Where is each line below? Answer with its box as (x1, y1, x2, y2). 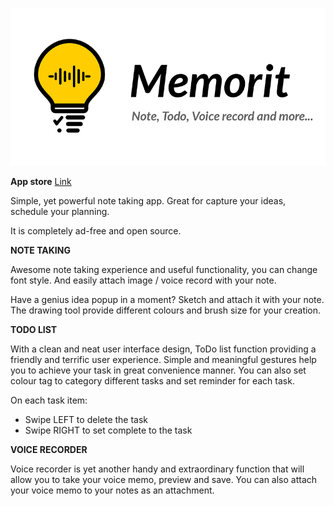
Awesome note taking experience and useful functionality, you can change (10, 264, 318, 275)
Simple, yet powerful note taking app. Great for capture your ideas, (10, 195, 287, 207)
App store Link (10, 176, 72, 187)
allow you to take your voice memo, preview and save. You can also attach (10, 474, 318, 485)
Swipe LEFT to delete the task (24, 414, 149, 425)
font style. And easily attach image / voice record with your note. (10, 274, 277, 286)
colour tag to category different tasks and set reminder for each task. (10, 375, 295, 387)
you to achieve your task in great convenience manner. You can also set (10, 364, 307, 376)
